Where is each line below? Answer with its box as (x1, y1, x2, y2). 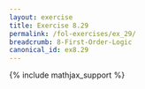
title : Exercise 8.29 (9, 21, 89, 30)
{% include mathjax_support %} (9, 70, 126, 80)
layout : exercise (9, 12, 73, 22)
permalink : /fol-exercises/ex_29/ (9, 29, 137, 38)
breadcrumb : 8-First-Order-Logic (9, 37, 133, 47)
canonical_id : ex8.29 (9, 46, 89, 55)
